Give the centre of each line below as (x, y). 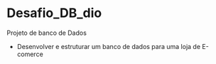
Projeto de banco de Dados (47, 33)
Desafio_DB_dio (54, 13)
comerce (30, 54)
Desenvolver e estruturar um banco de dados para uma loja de (108, 46)
